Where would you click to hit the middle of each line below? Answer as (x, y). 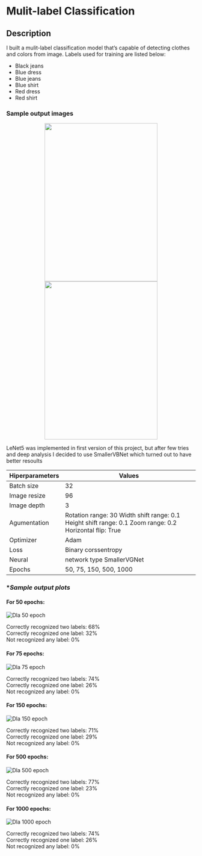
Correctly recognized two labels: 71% (53, 730)
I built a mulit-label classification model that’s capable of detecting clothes (98, 48)
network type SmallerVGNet (105, 560)
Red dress (27, 91)
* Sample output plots (38, 587)
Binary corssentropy (94, 550)
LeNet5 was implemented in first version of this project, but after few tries (98, 448)
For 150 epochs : (27, 705)
